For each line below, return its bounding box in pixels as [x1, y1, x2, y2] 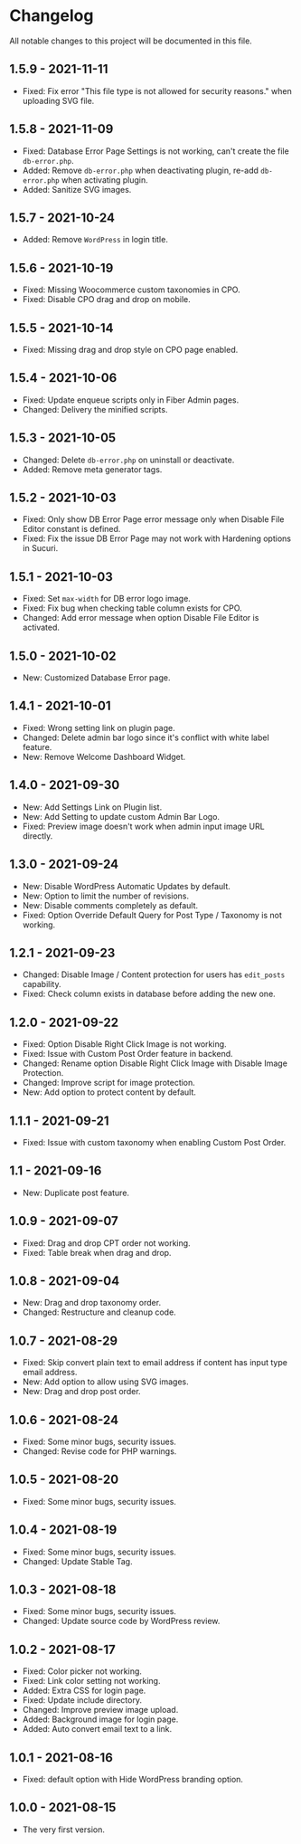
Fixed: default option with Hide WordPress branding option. [22, 1774, 244, 1785]
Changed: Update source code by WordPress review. [22, 1616, 221, 1627]
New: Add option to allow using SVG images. [22, 1376, 190, 1387]
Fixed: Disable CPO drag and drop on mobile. [22, 294, 192, 305]
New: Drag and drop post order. [22, 1386, 142, 1397]
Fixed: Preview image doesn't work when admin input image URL [22, 821, 265, 832]
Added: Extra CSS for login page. [22, 1685, 146, 1697]
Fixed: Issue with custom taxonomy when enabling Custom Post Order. [22, 1136, 287, 1147]
